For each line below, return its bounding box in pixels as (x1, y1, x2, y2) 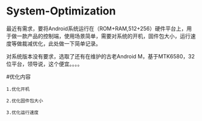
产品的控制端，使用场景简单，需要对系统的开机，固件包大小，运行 (26, 32, 191, 40)
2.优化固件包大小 (6, 98, 43, 104)
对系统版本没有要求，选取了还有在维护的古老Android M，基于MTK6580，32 (6, 52, 195, 60)
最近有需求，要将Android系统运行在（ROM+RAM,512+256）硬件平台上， (6, 25, 187, 32)
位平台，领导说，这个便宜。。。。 (6, 60, 83, 67)
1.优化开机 (6, 86, 30, 92)
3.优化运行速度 (6, 110, 39, 116)
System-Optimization (6, 4, 116, 18)
